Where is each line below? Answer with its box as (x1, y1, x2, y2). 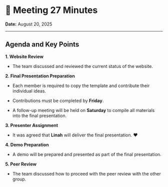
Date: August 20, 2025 (5, 21, 52, 27)
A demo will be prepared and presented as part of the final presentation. (12, 151, 161, 157)
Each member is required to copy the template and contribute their (12, 82, 150, 88)
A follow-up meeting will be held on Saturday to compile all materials (12, 107, 155, 113)
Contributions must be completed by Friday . (12, 97, 104, 103)
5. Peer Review (5, 161, 36, 167)
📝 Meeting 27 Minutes (5, 4, 98, 16)
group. (12, 176, 26, 182)
